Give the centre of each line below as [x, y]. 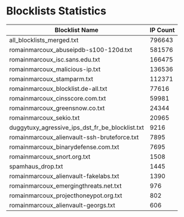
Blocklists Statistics [56, 11]
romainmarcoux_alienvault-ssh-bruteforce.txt [74, 137]
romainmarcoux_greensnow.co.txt [57, 108]
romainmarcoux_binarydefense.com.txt [64, 146]
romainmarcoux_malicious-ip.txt [55, 69]
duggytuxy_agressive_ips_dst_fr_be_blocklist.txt [77, 127]
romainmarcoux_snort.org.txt [50, 157]
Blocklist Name [76, 30]
